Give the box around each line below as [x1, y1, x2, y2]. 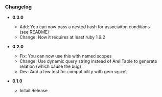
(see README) [19, 29, 49, 35]
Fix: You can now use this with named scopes [19, 53, 112, 59]
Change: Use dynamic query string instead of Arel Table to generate [19, 58, 158, 64]
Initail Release [19, 88, 48, 94]
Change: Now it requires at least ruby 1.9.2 [19, 34, 105, 40]
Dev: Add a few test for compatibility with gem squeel [19, 69, 128, 75]
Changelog [5, 3, 32, 10]
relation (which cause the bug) [19, 63, 82, 69]
